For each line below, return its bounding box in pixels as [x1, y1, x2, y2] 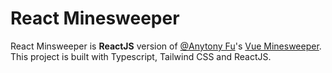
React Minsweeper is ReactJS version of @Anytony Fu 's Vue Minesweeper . [10, 40, 322, 52]
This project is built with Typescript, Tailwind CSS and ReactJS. [10, 50, 272, 62]
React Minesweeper [10, 7, 180, 30]
